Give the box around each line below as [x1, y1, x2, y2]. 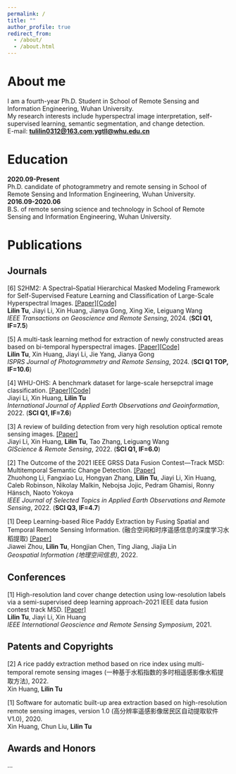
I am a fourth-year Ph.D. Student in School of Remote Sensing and [7, 97, 199, 105]
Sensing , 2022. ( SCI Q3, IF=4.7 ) [7, 503, 101, 512]
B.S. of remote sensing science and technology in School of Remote [7, 205, 205, 213]
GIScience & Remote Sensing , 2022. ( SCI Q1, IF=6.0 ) [7, 445, 161, 453]
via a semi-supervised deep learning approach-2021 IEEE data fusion [7, 598, 209, 606]
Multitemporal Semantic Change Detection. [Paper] [7, 466, 156, 474]
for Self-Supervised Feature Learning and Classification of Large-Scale [7, 291, 214, 300]
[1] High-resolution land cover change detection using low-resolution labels [7, 590, 226, 598]
